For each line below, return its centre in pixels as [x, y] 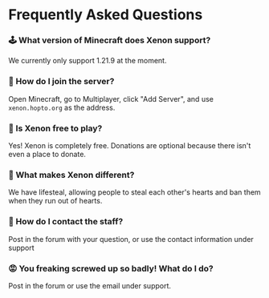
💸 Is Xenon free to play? [55, 128]
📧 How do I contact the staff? [66, 222]
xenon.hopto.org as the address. [62, 107]
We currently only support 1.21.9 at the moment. [88, 61]
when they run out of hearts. [55, 201]
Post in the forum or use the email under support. [90, 285]
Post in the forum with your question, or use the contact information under [131, 239]
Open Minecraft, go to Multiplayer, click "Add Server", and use [111, 99]
